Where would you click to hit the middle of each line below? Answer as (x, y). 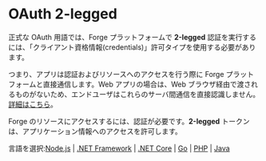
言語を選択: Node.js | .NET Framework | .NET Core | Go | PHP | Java (119, 148)
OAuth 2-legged (63, 14)
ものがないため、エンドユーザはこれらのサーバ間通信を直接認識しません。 (137, 94)
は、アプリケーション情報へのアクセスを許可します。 (95, 131)
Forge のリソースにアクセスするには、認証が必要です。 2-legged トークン (129, 121)
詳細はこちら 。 (33, 104)
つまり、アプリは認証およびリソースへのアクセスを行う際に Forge (116, 74)
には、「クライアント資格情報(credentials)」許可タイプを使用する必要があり (132, 47)
